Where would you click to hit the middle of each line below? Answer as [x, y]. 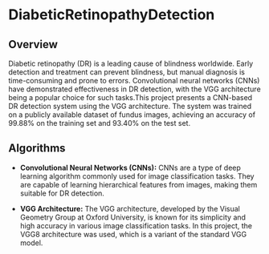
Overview [33, 44]
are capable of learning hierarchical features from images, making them [139, 184]
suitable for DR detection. [62, 193]
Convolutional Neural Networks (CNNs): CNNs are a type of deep [130, 167]
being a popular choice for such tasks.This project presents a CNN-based [130, 97]
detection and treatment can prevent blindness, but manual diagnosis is [126, 72]
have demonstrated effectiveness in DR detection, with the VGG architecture [134, 89]
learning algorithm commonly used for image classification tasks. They [137, 176]
